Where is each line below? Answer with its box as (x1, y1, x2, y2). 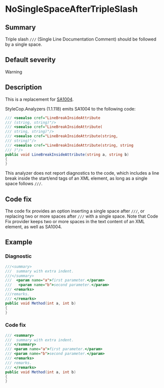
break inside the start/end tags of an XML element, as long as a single (5, 175, 148, 181)
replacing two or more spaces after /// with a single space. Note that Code (5, 213, 158, 219)
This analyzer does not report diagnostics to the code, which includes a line (5, 170, 160, 176)
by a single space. (5, 41, 42, 47)
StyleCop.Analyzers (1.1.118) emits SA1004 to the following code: (5, 106, 136, 112)
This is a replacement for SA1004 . (5, 96, 74, 102)
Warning (5, 69, 22, 75)
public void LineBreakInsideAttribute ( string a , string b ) (5, 152, 129, 157)
